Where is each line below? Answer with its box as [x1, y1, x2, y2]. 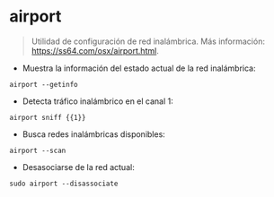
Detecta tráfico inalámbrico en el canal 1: [22, 96, 173, 107]
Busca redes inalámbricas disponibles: [22, 128, 166, 140]
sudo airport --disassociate [9, 179, 119, 188]
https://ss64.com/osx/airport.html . [31, 45, 159, 56]
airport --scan [9, 146, 66, 155]
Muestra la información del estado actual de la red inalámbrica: [22, 63, 256, 73]
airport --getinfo [9, 80, 78, 89]
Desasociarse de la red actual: [22, 161, 135, 172]
